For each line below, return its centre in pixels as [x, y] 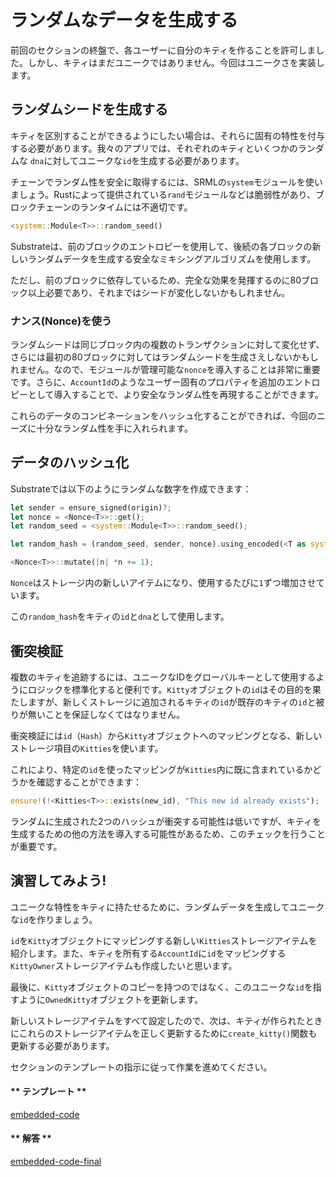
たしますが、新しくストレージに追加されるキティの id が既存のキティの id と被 [167, 702]
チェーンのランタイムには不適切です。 [114, 207]
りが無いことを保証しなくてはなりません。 [97, 714]
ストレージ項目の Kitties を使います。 [87, 748]
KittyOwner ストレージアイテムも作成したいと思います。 [124, 965]
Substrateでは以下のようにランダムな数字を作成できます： [131, 488]
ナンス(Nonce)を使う [61, 321]
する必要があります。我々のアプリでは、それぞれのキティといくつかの [154, 148]
